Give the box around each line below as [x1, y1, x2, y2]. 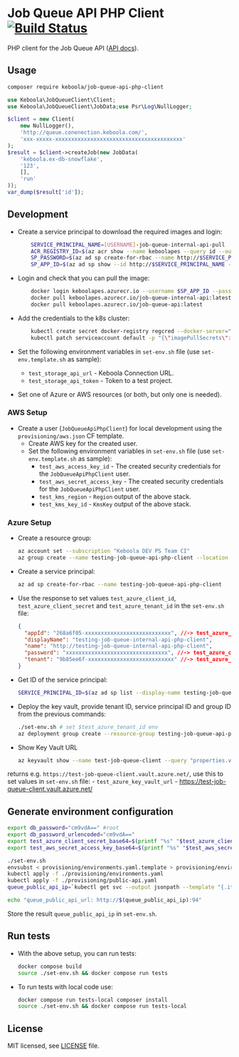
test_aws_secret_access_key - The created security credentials [38, 476, 224, 486]
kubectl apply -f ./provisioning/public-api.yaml [7, 877, 158, 884]
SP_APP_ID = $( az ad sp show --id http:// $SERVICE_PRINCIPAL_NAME [31, 261, 225, 268]
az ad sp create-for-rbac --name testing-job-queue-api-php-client [17, 581, 222, 588]
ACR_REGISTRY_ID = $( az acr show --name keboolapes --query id [31, 247, 216, 255]
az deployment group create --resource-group [17, 730, 155, 737]
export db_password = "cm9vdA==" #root [7, 824, 119, 832]
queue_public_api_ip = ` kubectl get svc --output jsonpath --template [7, 884, 215, 891]
